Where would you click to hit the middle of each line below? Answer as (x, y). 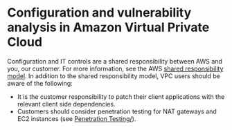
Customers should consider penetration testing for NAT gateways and (117, 111)
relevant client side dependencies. (66, 104)
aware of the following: (40, 83)
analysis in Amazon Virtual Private (108, 27)
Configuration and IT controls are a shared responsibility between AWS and (115, 61)
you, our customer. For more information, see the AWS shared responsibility (115, 68)
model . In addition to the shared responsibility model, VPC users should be (114, 76)
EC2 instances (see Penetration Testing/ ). (77, 118)
